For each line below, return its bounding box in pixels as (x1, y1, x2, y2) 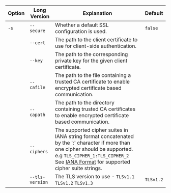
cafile (30, 85, 46, 90)
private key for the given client (55, 57, 128, 64)
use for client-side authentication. (55, 43, 136, 49)
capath (30, 112, 46, 118)
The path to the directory (55, 99, 115, 106)
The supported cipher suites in (55, 127, 128, 133)
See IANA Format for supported (55, 158, 131, 165)
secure (30, 28, 46, 34)
